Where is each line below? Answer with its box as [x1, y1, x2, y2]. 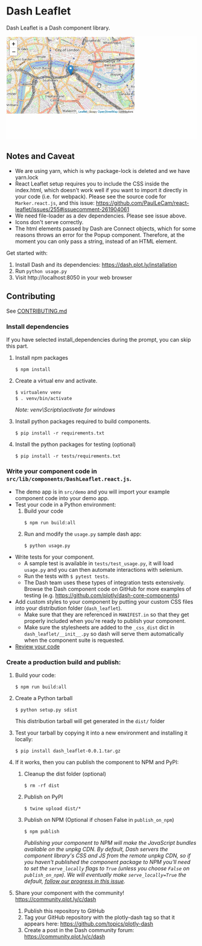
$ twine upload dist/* [24, 806, 81, 812]
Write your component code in [6, 467, 98, 475]
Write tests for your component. [14, 553, 95, 561]
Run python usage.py [14, 267, 68, 275]
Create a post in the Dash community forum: [24, 927, 134, 934]
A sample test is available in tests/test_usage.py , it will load [24, 560, 174, 567]
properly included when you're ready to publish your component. [24, 618, 186, 625]
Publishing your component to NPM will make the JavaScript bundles [24, 839, 197, 847]
